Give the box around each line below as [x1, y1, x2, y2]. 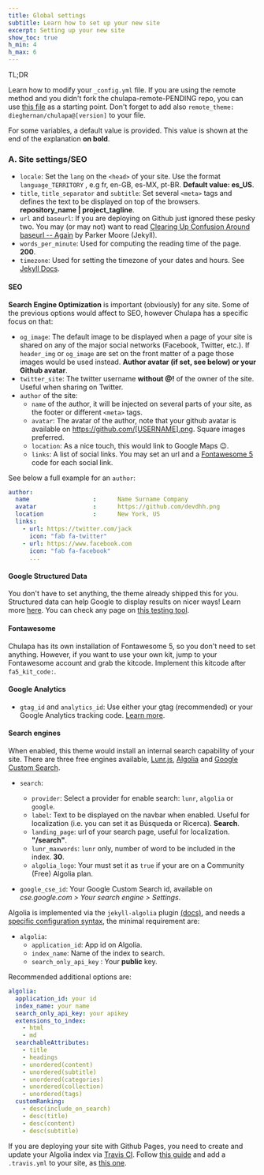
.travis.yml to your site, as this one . [8, 1158, 127, 1167]
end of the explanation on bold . [8, 134, 110, 143]
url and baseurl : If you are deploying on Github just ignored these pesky [19, 214, 256, 223]
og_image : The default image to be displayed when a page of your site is [19, 332, 253, 341]
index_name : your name [15, 1002, 90, 1010]
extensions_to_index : [15, 1016, 87, 1025]
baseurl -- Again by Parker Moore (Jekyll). [19, 231, 158, 240]
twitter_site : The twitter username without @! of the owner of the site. [19, 374, 255, 383]
